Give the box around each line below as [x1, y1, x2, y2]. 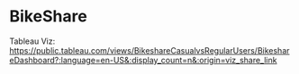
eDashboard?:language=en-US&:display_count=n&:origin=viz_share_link [9, 54, 277, 65]
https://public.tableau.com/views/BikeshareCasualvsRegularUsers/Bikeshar [9, 45, 290, 55]
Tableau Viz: [9, 36, 56, 46]
